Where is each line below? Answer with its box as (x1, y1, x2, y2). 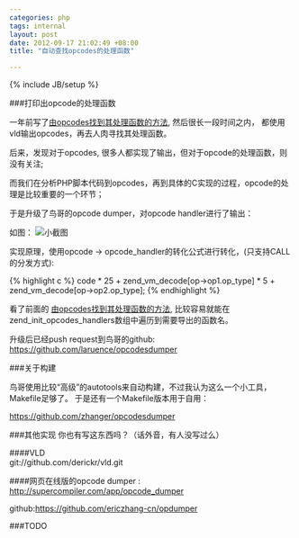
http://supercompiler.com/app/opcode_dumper (9, 486, 185, 497)
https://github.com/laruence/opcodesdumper (9, 344, 177, 355)
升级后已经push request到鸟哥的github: (9, 334, 156, 345)
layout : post (9, 30, 59, 39)
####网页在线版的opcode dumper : (9, 476, 141, 487)
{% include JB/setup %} (9, 79, 99, 90)
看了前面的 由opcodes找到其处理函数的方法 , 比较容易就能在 (9, 303, 231, 315)
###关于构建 (9, 363, 57, 373)
